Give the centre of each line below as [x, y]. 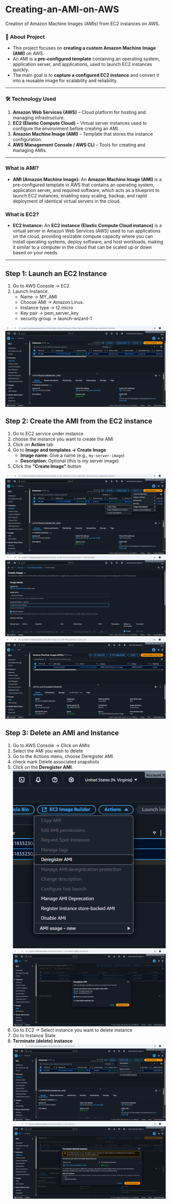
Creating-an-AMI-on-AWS [62, 9]
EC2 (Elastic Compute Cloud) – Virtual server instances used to [80, 123]
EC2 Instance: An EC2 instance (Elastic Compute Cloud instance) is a [87, 226]
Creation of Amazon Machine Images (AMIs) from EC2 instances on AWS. [83, 24]
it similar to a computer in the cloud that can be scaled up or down [82, 247]
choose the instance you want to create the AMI [63, 439]
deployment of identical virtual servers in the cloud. [67, 201]
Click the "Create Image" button [47, 466]
